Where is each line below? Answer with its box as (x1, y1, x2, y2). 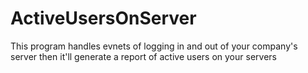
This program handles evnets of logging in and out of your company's (10, 40, 298, 52)
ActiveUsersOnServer (10, 7, 197, 30)
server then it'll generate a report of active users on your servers (10, 50, 277, 62)
